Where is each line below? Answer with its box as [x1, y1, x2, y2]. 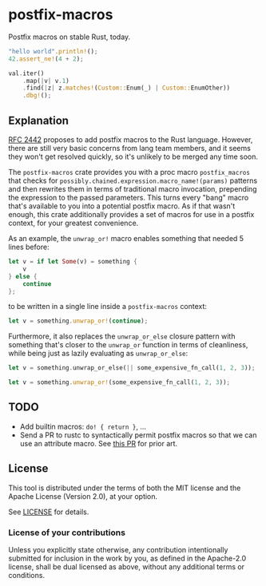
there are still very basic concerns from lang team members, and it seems [8, 144, 252, 152]
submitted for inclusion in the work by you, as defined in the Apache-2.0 [8, 553, 246, 563]
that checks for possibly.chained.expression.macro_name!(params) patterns [8, 176, 258, 185]
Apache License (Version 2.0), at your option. [8, 491, 158, 501]
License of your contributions [8, 527, 126, 538]
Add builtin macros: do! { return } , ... [19, 422, 146, 431]
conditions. [8, 570, 46, 580]
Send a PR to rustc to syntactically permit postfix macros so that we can [19, 430, 257, 440]
